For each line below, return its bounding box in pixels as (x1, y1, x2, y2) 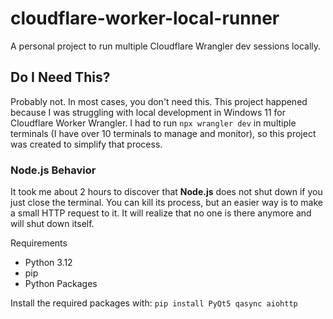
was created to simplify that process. (10, 138, 163, 150)
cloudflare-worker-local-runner (10, 7, 280, 30)
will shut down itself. (10, 218, 95, 230)
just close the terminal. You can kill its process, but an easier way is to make (10, 197, 323, 209)
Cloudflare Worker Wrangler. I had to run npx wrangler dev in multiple (10, 117, 297, 129)
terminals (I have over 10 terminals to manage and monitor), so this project (10, 127, 317, 139)
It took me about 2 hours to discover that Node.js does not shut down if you (10, 186, 323, 198)
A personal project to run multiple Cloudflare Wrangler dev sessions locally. (10, 40, 322, 52)
